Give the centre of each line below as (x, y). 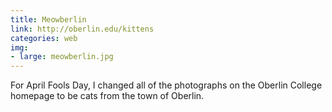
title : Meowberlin (48, 19)
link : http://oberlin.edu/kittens (82, 29)
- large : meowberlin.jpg (62, 57)
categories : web (44, 38)
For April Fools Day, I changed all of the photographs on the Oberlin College (166, 85)
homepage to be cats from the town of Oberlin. (107, 96)
